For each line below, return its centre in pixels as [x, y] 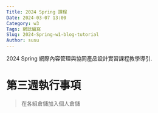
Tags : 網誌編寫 [24, 29]
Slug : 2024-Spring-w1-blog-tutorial [53, 35]
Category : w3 [23, 23]
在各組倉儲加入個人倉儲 [50, 103]
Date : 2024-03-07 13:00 [36, 18]
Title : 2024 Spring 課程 [37, 12]
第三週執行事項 [44, 86]
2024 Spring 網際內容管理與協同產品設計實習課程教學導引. [79, 58]
